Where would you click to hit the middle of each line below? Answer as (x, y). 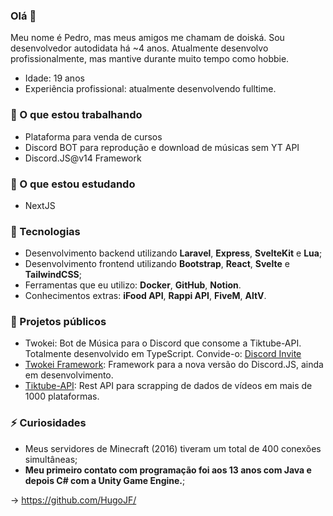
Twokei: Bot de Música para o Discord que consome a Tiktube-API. (163, 343)
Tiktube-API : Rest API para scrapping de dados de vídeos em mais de (168, 386)
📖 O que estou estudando (73, 184)
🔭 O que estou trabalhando (76, 115)
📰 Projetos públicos (58, 322)
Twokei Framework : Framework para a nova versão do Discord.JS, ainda (174, 365)
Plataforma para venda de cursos (93, 136)
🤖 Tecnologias (45, 231)
